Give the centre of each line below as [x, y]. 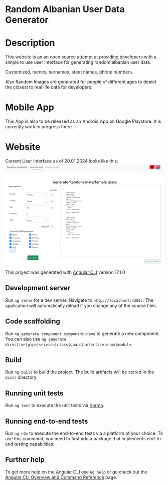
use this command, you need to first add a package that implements [75, 438]
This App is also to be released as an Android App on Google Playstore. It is [83, 121]
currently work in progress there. [39, 127]
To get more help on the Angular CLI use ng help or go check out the [76, 472]
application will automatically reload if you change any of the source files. [81, 305]
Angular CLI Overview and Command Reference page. [61, 477]
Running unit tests [34, 393]
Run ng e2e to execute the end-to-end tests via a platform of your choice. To [84, 433]
